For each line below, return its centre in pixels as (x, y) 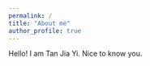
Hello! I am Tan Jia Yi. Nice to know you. (75, 54)
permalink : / (30, 16)
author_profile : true (45, 31)
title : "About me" (39, 23)
